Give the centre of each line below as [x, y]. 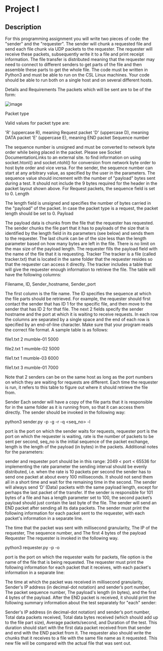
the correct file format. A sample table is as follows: [57, 330]
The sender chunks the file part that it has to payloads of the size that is [77, 228]
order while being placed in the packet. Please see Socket [63, 152]
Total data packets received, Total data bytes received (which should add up [81, 617]
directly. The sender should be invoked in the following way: [65, 412]
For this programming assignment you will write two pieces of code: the [77, 38]
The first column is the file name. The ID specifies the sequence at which [78, 294]
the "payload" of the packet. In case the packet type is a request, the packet [81, 208]
